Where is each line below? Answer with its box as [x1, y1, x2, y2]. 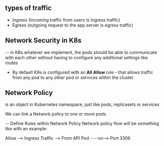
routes [5, 60, 18, 66]
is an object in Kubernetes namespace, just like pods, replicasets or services [5, 101, 160, 107]
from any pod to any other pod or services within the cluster [12, 74, 134, 80]
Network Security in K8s [5, 36, 82, 45]
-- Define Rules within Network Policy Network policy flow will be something [5, 121, 159, 126]
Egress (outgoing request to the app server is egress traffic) [12, 22, 133, 28]
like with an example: [5, 126, 47, 132]
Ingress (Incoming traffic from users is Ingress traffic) [12, 17, 120, 23]
